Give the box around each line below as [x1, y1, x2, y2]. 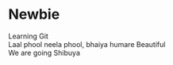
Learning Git [8, 31, 49, 41]
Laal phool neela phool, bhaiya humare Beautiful [8, 39, 166, 49]
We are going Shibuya [8, 48, 81, 57]
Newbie [8, 5, 60, 23]
